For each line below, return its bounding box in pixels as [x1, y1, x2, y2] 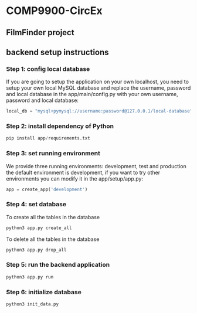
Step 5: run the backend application [6, 261, 110, 269]
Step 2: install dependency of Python [6, 122, 114, 130]
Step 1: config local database [6, 64, 90, 73]
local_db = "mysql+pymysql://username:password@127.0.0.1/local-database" [6, 108, 193, 114]
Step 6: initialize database [6, 288, 82, 296]
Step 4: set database [6, 200, 66, 209]
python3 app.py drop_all [6, 247, 67, 253]
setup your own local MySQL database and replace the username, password [6, 84, 191, 91]
